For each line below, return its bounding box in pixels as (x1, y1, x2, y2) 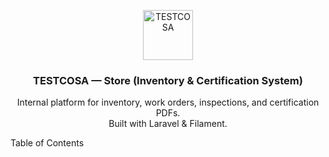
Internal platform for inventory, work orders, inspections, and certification (16, 96, 320, 109)
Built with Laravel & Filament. (108, 118, 228, 130)
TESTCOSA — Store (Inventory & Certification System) (33, 73, 303, 87)
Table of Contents (10, 137, 85, 149)
